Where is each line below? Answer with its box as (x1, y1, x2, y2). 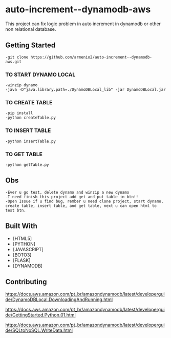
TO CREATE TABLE (5, 99, 53, 106)
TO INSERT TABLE (5, 127, 51, 134)
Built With (5, 222, 37, 231)
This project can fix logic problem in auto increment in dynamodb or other (5, 21, 161, 27)
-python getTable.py (5, 162, 50, 167)
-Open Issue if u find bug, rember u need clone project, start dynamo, (5, 199, 164, 204)
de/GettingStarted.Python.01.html (5, 312, 76, 318)
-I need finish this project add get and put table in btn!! (5, 194, 139, 199)
